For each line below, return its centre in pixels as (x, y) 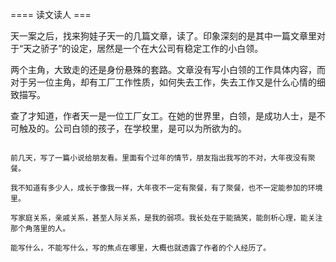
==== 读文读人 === (51, 14)
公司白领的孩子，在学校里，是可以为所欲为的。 (150, 128)
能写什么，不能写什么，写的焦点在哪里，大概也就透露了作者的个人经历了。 (141, 248)
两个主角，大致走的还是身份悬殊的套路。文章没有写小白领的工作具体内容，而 (168, 69)
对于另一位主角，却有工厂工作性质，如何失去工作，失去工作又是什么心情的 (163, 82)
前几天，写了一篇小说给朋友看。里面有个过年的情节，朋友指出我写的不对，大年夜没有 (159, 158)
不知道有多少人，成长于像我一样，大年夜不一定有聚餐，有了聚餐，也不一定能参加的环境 (170, 188)
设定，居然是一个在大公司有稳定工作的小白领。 (167, 48)
